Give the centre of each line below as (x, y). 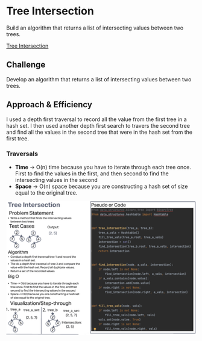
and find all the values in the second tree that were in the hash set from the (99, 132)
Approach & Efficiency (49, 105)
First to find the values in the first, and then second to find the (92, 174)
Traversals (22, 154)
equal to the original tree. (46, 192)
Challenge (26, 65)
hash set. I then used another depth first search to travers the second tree (98, 125)
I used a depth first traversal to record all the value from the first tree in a (96, 119)
